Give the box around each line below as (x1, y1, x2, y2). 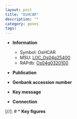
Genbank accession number (12, 79, 72, 85)
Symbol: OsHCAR (19, 49, 56, 55)
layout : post (5, 7, 32, 12)
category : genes (5, 21, 39, 26)
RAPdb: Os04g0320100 (19, 60, 69, 66)
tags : (5, 26, 16, 31)
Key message (12, 89, 41, 95)
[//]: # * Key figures (5, 108, 46, 114)
